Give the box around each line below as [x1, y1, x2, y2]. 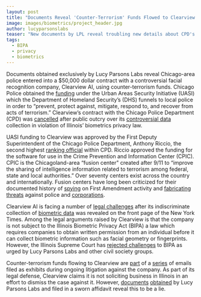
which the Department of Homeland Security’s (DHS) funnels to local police [6, 96, 194, 103]
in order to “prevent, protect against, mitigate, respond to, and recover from [6, 102, 194, 109]
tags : [6, 37, 20, 43]
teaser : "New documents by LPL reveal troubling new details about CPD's [6, 31, 196, 37]
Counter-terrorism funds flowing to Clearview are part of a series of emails [6, 259, 192, 266]
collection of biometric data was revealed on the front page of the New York [6, 209, 195, 216]
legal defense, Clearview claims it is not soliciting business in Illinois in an [6, 272, 188, 279]
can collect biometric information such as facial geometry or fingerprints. [6, 235, 188, 242]
